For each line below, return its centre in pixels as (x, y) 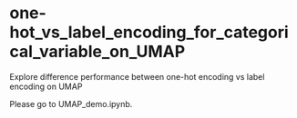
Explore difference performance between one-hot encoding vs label (137, 76)
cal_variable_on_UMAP (97, 52)
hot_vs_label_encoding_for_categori (149, 32)
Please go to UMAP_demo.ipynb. (71, 103)
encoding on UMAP (46, 86)
